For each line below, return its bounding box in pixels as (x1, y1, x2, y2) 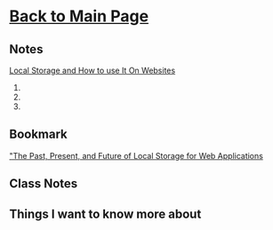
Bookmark (9, 127, 68, 142)
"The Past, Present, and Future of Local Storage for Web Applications (9, 150, 264, 161)
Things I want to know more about (9, 206, 202, 221)
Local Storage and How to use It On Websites (9, 65, 176, 75)
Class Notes (9, 176, 78, 192)
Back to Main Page (9, 6, 149, 27)
